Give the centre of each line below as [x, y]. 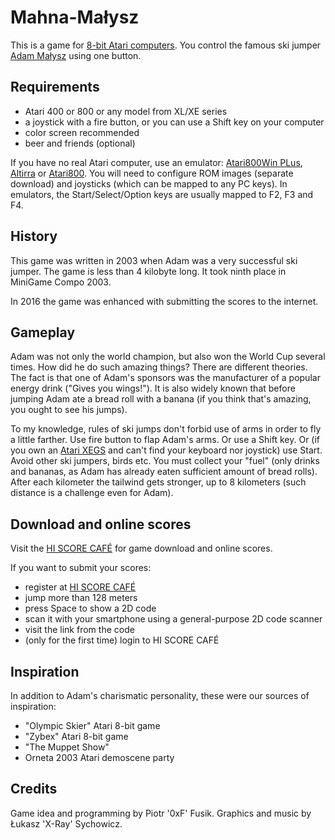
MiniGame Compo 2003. [61, 282]
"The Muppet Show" [67, 747]
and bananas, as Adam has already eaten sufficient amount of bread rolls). [164, 472]
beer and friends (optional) [80, 143]
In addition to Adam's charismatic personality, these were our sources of [160, 695]
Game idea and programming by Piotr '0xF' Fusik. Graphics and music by [161, 813]
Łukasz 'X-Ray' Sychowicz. [66, 823]
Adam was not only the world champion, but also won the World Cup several [168, 357]
